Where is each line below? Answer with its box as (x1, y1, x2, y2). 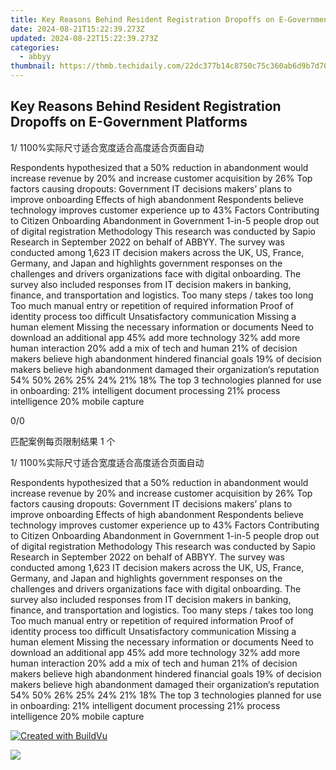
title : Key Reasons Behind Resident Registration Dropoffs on (10, 14, 275, 25)
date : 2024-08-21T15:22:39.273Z (10, 24, 145, 34)
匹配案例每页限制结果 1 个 (10, 435, 116, 447)
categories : (10, 42, 60, 53)
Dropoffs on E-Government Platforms (10, 114, 248, 131)
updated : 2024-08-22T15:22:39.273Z (10, 33, 159, 43)
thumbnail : (10, 61, 56, 71)
